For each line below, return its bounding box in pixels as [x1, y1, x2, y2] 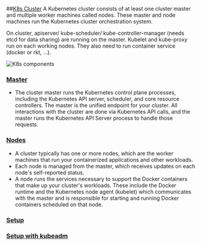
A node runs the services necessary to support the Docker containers [14, 175, 188, 182]
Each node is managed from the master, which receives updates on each [14, 162, 196, 170]
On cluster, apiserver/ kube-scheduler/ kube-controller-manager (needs [6, 29, 185, 37]
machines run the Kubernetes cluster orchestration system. [6, 18, 153, 25]
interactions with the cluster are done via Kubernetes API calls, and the [14, 108, 190, 115]
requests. [14, 121, 39, 128]
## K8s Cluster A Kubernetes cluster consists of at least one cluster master [6, 5, 191, 12]
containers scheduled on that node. [14, 201, 103, 208]
